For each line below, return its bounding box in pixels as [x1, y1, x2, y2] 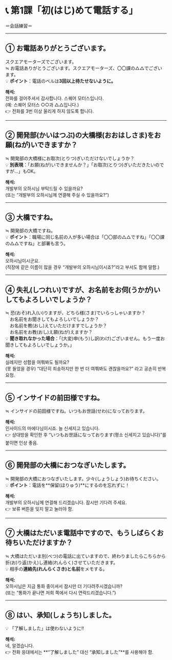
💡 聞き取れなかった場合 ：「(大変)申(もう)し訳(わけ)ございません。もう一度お [5, 335, 165, 342]
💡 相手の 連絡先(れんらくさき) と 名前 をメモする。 [5, 565, 107, 572]
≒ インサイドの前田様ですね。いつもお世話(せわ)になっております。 [5, 408, 147, 414]
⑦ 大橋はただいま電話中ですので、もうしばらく [5, 529, 157, 537]
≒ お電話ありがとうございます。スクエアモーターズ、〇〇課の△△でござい [5, 65, 163, 71]
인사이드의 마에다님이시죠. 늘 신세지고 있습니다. [5, 425, 100, 431]
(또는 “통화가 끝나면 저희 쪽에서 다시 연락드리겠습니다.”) [5, 589, 116, 596]
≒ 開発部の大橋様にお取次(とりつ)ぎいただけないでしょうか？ [5, 155, 135, 161]
